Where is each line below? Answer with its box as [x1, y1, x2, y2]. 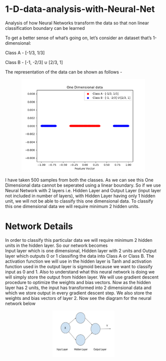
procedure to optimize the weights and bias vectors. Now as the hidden [5, 279, 151, 285]
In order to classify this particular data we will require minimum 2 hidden [5, 237, 153, 243]
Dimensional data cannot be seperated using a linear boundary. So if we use [5, 182, 161, 188]
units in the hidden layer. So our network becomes [5, 242, 108, 248]
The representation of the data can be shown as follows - [5, 69, 122, 75]
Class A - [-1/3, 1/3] [5, 50, 45, 56]
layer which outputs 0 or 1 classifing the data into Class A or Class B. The [5, 253, 155, 259]
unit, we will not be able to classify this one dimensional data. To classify [5, 198, 154, 204]
